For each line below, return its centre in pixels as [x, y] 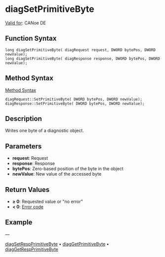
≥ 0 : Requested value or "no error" [47, 201]
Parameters [23, 146]
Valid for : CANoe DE [25, 23]
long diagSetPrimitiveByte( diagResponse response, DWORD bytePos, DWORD [83, 59]
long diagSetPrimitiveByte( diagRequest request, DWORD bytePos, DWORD [80, 50]
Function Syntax [31, 38]
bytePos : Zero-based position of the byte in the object [68, 169]
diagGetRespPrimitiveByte [32, 249]
